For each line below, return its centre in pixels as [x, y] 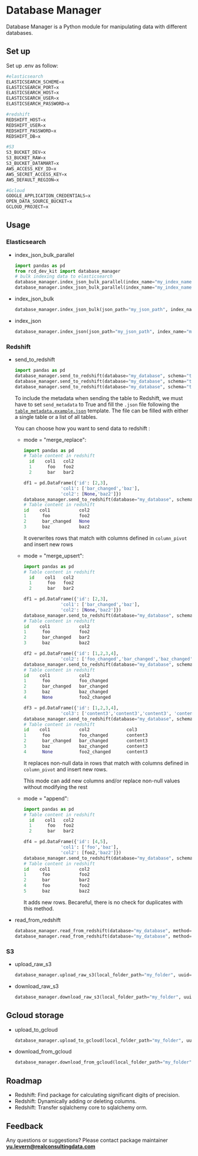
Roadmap [24, 1081]
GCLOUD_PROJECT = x [27, 207]
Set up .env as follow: [32, 65]
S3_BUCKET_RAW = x [26, 158]
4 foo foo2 [57, 886]
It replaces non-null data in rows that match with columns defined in [106, 763]
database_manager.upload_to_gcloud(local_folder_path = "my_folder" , [99, 1041]
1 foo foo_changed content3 [86, 735]
